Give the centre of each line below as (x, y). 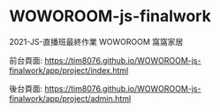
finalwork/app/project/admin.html (70, 98)
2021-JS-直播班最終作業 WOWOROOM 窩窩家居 (96, 41)
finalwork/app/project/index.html (69, 70)
